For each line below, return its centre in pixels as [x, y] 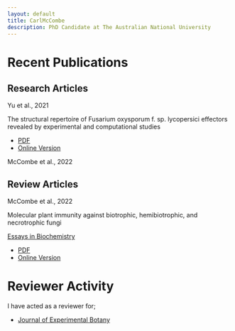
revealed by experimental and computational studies [84, 127]
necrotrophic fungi [34, 223]
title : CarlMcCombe [36, 21]
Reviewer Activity [61, 287]
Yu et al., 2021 [28, 105]
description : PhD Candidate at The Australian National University [109, 27]
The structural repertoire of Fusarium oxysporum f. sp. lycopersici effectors [117, 119]
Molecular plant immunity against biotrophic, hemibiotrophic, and [103, 215]
